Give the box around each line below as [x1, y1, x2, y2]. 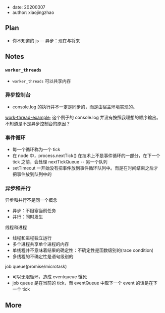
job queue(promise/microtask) [5, 263, 67, 270]
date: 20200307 [12, 4, 46, 10]
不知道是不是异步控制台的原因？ [5, 120, 70, 126]
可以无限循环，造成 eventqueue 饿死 [12, 274, 87, 280]
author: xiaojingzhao [12, 9, 55, 15]
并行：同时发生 [12, 214, 43, 220]
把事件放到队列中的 [12, 171, 52, 177]
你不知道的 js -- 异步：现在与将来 [12, 37, 80, 44]
